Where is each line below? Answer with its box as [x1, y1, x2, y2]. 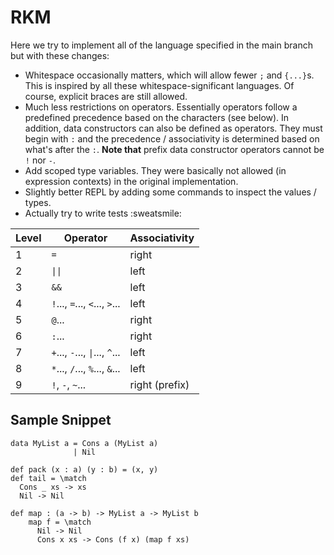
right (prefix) [129, 377, 190, 391]
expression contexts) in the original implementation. [24, 175, 239, 187]
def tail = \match [10, 473, 87, 483]
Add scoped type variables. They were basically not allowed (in [24, 164, 287, 176]
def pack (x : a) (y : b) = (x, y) [10, 464, 159, 475]
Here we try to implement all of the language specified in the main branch [10, 39, 313, 51]
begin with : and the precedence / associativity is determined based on [24, 132, 320, 145]
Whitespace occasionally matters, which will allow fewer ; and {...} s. [24, 69, 315, 81]
